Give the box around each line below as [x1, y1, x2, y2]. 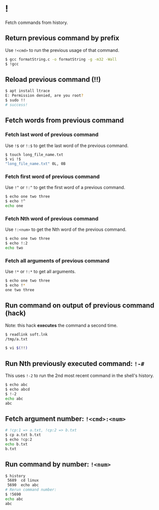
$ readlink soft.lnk [5, 332, 48, 337]
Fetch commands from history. [5, 19, 68, 25]
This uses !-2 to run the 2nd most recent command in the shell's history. [5, 372, 155, 379]
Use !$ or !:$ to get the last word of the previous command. [5, 143, 129, 149]
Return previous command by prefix [5, 34, 120, 42]
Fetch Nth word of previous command [5, 215, 99, 222]
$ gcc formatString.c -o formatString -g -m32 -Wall [5, 57, 117, 62]
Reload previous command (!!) [5, 75, 101, 84]
